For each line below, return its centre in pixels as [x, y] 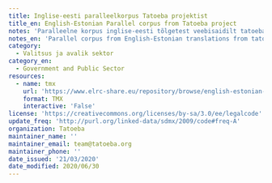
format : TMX [43, 99]
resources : [27, 76]
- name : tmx [36, 83]
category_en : [30, 62]
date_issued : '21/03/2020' [54, 159]
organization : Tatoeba [47, 129]
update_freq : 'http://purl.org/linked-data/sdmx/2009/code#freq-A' [125, 121]
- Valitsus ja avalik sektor [65, 53]
